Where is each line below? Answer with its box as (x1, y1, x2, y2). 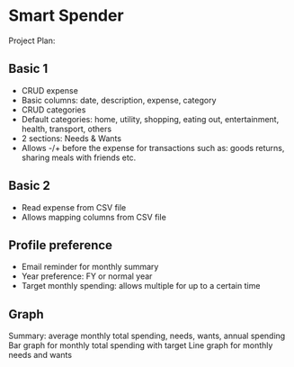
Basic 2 (8, 178, 51, 193)
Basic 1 (8, 61, 49, 76)
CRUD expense (21, 85, 78, 95)
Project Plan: (8, 35, 56, 46)
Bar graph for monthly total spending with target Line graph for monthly (8, 340, 273, 351)
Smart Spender (8, 5, 124, 26)
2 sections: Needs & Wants (21, 132, 122, 144)
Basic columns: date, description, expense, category (21, 94, 217, 105)
